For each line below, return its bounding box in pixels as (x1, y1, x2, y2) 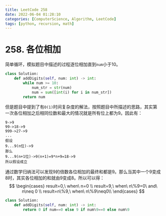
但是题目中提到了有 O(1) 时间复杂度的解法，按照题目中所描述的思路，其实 (5, 104, 153, 110)
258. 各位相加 (5, 44, 61, 55)
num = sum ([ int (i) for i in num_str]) (31, 90, 112, 95)
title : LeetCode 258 (5, 7, 48, 12)
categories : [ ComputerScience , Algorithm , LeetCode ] (5, 16, 116, 21)
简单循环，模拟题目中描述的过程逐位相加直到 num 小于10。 (5, 62, 121, 68)
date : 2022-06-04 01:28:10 (5, 12, 61, 17)
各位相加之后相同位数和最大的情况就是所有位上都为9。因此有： (13, 110, 143, 116)
